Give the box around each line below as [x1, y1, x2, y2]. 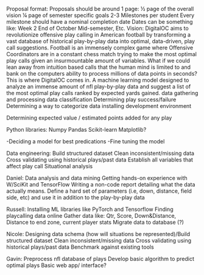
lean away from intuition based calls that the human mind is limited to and [6, 63, 191, 71]
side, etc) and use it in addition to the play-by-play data [6, 194, 145, 201]
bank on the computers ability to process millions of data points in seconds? [6, 70, 198, 77]
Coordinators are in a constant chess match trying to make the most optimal [6, 51, 197, 57]
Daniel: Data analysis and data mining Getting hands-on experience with [6, 174, 188, 182]
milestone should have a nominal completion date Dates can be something [6, 18, 193, 25]
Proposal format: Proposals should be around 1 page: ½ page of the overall [6, 5, 194, 12]
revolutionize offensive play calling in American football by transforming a [6, 31, 191, 38]
